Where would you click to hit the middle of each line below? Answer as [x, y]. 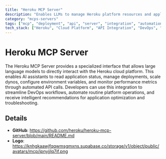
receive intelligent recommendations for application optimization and [75, 98]
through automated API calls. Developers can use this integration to [74, 87]
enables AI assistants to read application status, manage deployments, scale [83, 77]
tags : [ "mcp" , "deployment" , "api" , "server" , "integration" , [70, 23]
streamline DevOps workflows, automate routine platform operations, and [80, 92]
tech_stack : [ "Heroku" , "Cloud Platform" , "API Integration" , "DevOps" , [82, 28]
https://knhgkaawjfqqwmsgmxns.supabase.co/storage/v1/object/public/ [86, 146]
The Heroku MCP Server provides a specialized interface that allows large [80, 66]
